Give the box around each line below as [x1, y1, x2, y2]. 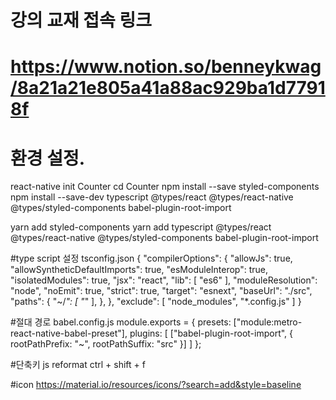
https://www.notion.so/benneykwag [10, 56, 322, 78]
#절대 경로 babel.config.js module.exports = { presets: [10, 316, 232, 328]
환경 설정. [10, 147, 86, 170]
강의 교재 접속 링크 [10, 9, 152, 32]
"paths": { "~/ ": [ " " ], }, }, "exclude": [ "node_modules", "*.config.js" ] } [10, 296, 302, 308]
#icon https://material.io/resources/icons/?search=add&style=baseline [10, 379, 302, 391]
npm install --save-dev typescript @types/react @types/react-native [10, 191, 294, 203]
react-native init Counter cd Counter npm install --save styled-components [10, 181, 320, 193]
